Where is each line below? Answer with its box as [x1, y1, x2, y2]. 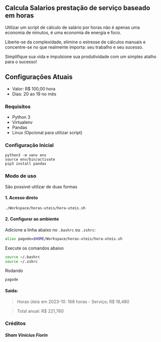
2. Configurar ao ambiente [5, 216, 59, 222]
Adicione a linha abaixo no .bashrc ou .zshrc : [5, 227, 96, 233]
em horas [5, 12, 34, 20]
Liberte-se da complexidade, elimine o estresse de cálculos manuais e [5, 39, 146, 45]
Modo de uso [5, 173, 36, 180]
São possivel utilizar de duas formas [5, 183, 78, 189]
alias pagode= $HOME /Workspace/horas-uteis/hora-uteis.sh [5, 236, 123, 241]
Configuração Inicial [5, 142, 54, 148]
